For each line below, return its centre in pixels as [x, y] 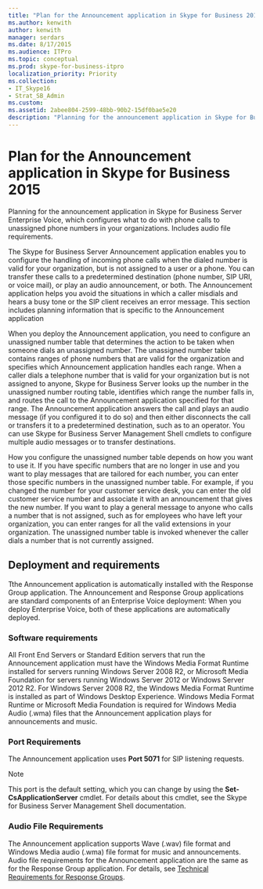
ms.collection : [33, 81]
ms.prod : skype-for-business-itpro [66, 67]
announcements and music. [53, 721]
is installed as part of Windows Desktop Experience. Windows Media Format [131, 696]
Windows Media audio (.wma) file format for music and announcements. [124, 851]
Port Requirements [45, 741]
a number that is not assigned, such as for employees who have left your [125, 516]
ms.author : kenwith [40, 23]
